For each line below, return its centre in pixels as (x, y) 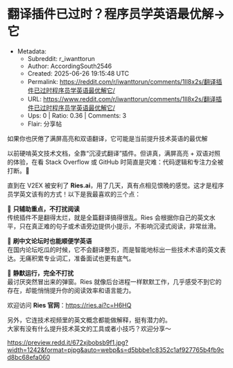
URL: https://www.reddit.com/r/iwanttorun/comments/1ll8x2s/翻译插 (124, 99)
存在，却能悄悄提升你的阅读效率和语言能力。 (71, 290)
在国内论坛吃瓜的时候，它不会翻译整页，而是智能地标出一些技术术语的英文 (113, 249)
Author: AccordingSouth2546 (70, 66)
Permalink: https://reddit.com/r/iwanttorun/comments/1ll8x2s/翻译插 (125, 81)
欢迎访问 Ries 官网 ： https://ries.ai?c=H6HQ (69, 305)
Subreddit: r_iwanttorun (61, 58)
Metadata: (32, 51)
